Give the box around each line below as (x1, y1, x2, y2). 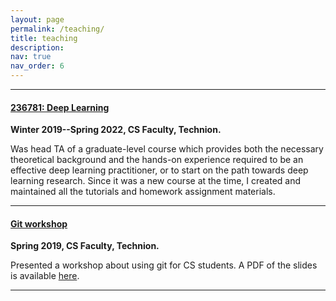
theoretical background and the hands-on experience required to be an (10, 154, 304, 166)
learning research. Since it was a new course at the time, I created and (10, 175, 302, 187)
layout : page (10, 14, 65, 25)
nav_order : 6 (10, 61, 65, 71)
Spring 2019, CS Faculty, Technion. (10, 240, 160, 252)
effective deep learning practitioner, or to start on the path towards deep (10, 164, 309, 176)
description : (10, 42, 65, 53)
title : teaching (10, 33, 78, 43)
